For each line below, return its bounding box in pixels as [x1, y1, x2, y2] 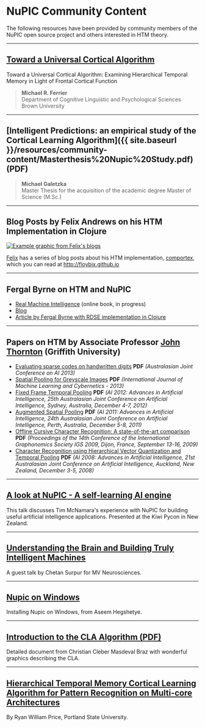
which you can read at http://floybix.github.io [6, 261, 120, 268]
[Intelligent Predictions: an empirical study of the [6, 125, 196, 136]
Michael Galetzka [21, 180, 67, 187]
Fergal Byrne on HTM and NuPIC [6, 284, 131, 294]
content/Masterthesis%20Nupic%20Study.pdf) [6, 154, 193, 165]
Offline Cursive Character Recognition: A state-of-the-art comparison [15, 428, 190, 435]
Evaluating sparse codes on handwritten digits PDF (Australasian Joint [15, 363, 193, 370]
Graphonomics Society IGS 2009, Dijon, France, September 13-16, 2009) [15, 441, 198, 448]
